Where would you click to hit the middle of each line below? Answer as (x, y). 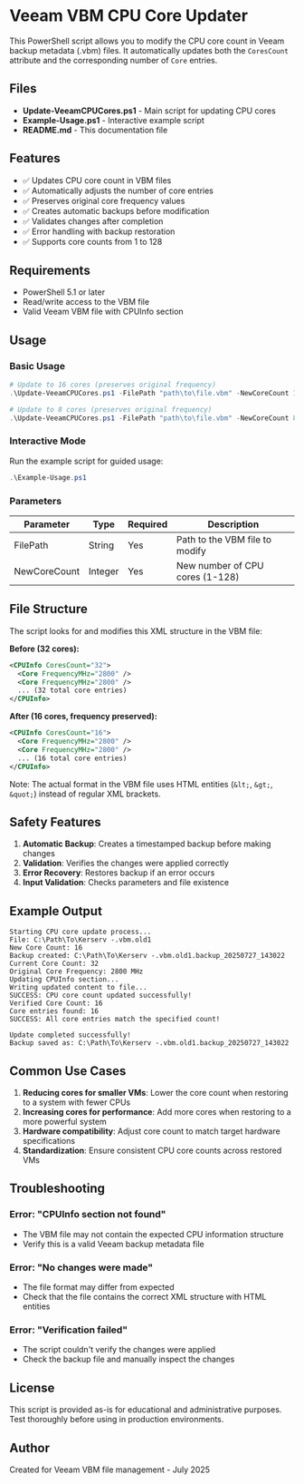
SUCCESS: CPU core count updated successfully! (101, 996)
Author (29, 1448)
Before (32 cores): (44, 649)
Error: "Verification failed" (69, 1330)
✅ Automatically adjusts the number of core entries (118, 190)
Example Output (56, 911)
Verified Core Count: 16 (56, 1003)
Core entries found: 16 (54, 1011)
